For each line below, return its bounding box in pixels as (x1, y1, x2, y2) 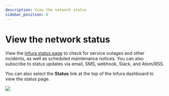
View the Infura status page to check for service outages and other (5, 50, 145, 56)
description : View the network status (5, 7, 87, 13)
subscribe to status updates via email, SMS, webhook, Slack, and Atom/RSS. (5, 61, 164, 67)
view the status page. (5, 76, 50, 82)
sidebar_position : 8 (5, 12, 49, 17)
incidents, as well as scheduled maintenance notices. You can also (5, 56, 144, 62)
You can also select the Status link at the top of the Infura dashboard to (5, 71, 154, 77)
